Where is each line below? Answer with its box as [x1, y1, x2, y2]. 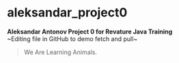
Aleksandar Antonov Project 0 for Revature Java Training [7, 27, 173, 36]
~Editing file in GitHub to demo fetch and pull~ [7, 34, 138, 42]
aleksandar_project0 [7, 5, 128, 21]
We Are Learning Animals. [23, 48, 98, 56]
